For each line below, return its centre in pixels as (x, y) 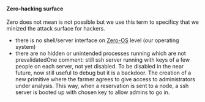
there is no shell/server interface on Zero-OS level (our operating (97, 40)
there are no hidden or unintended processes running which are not (100, 53)
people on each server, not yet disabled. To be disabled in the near (99, 67)
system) (25, 47)
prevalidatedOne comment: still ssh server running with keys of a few (102, 60)
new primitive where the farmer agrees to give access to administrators (105, 79)
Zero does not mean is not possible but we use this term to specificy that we (103, 22)
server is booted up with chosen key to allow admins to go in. (92, 92)
